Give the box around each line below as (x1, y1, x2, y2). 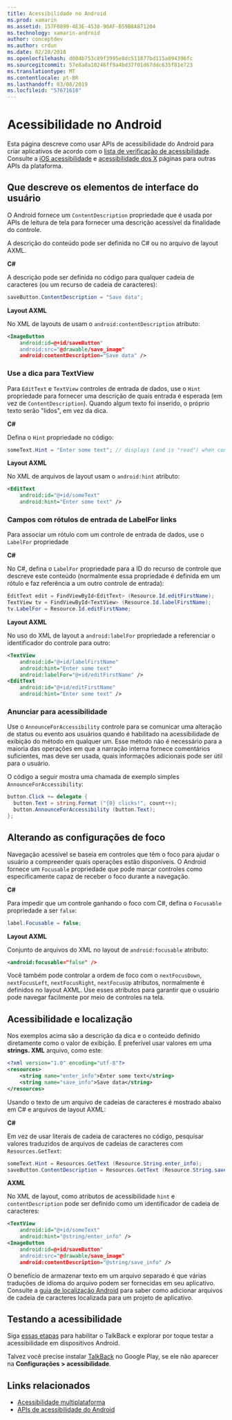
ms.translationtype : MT (7, 68, 76, 75)
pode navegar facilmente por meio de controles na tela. (7, 993, 165, 1001)
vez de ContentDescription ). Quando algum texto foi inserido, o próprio (7, 399, 210, 407)
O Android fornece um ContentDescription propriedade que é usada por (7, 211, 213, 219)
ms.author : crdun (7, 42, 57, 49)
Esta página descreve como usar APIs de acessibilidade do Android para (7, 140, 214, 148)
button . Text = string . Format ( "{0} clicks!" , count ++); (13, 800, 177, 807)
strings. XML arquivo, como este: (7, 1046, 104, 1055)
